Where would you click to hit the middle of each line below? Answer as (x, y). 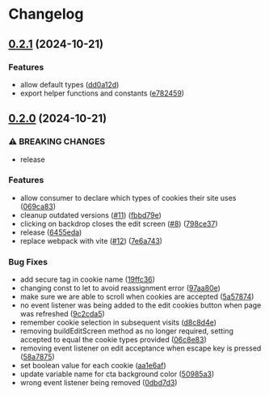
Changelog (46, 14)
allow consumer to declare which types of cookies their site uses (128, 197)
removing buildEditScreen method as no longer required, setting (127, 331)
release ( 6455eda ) (51, 232)
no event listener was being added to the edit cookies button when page (141, 305)
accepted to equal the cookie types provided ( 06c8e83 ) (113, 340)
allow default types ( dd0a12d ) (69, 84)
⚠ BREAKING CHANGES (57, 142)
